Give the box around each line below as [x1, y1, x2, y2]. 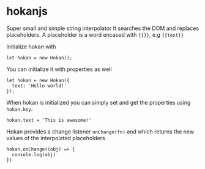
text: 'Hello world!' [12, 83, 67, 89]
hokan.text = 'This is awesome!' [6, 117, 92, 123]
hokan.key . [6, 105, 33, 113]
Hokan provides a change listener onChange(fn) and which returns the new [6, 127, 195, 135]
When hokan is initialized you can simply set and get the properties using [6, 99, 191, 106]
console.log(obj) [12, 151, 56, 157]
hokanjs [6, 4, 48, 18]
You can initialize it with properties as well [6, 66, 112, 73]
